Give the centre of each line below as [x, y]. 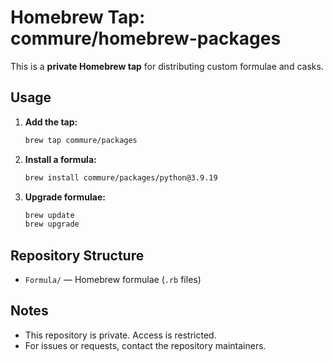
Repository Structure [77, 255]
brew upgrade [52, 224]
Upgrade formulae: [65, 197]
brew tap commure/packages [81, 140]
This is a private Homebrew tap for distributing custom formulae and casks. [167, 66]
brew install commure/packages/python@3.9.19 [121, 177]
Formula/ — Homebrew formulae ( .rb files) [113, 280]
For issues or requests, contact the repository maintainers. [145, 345]
